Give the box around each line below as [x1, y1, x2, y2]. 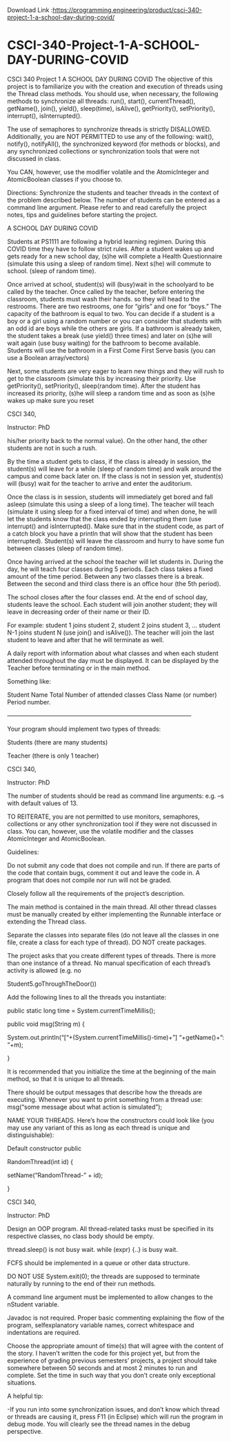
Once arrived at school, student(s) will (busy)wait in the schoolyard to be [7, 280, 214, 288]
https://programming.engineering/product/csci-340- [52, 6, 202, 14]
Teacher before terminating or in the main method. [7, 664, 150, 672]
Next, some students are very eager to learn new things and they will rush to [7, 366, 224, 375]
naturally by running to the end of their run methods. [7, 1279, 157, 1288]
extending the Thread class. [7, 917, 87, 926]
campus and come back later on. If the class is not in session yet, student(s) [7, 471, 224, 480]
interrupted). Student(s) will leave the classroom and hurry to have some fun [7, 536, 224, 545]
